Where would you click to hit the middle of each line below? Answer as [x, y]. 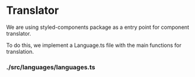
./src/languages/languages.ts [51, 67]
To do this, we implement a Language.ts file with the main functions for [94, 45]
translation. [20, 51]
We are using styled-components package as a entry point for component [98, 27]
